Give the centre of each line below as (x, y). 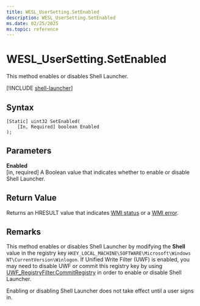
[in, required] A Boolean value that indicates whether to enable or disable (98, 172)
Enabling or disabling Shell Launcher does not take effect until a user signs (100, 291)
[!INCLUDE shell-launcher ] (40, 88)
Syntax (20, 107)
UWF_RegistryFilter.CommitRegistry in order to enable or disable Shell (94, 272)
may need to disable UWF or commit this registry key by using (84, 266)
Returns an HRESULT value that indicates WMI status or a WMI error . (92, 212)
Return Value (31, 198)
